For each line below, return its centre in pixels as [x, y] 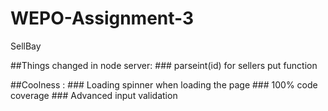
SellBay [26, 46]
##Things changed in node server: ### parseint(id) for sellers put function [164, 65]
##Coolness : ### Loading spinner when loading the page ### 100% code [164, 84]
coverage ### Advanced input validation [94, 95]
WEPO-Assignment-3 [102, 18]
